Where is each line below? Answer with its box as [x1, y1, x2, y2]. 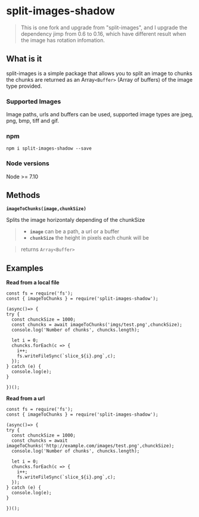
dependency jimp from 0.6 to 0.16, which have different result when [20, 30, 186, 37]
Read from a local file [6, 279, 60, 286]
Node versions [6, 159, 49, 168]
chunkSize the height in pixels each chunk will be [29, 234, 150, 242]
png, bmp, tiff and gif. [6, 117, 60, 125]
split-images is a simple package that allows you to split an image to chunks [6, 70, 192, 77]
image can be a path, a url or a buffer [29, 228, 120, 235]
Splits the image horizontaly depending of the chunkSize [6, 216, 145, 224]
